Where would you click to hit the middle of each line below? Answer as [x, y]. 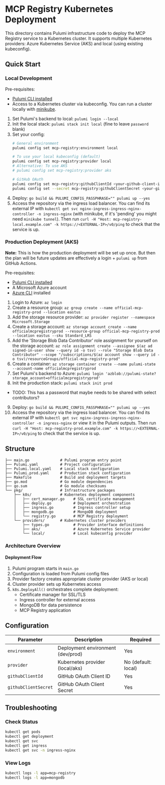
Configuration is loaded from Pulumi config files [61, 573]
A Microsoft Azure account [40, 287]
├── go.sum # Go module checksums [56, 486]
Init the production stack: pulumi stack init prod [62, 383]
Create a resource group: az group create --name [62, 307]
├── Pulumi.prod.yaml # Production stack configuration [68, 473]
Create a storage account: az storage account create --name [74, 326]
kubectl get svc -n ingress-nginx [41, 750]
